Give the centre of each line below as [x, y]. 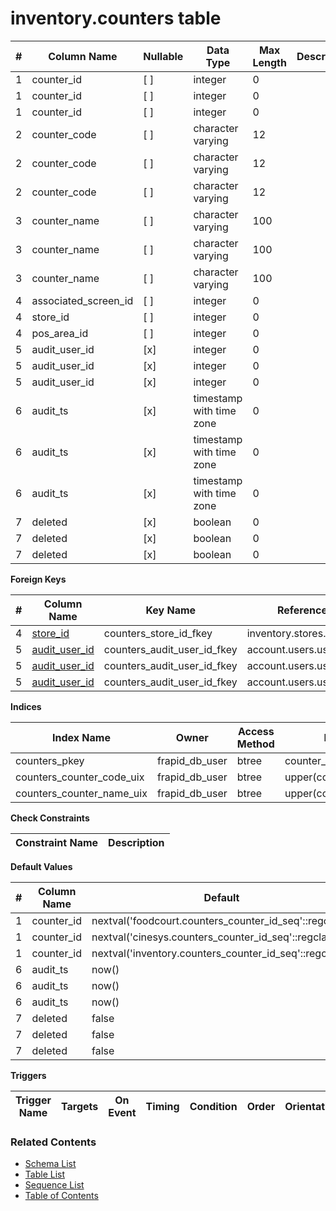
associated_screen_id [82, 300]
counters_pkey [50, 760]
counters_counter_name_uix [81, 793]
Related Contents [53, 1142]
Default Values [41, 866]
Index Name [81, 737]
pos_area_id [60, 333]
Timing [162, 1106]
